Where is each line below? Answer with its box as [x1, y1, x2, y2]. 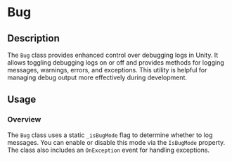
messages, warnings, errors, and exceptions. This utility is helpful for [7, 66, 207, 74]
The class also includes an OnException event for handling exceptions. [7, 146, 210, 154]
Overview [7, 115, 41, 124]
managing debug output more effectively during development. [7, 73, 188, 82]
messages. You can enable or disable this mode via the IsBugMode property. [7, 138, 226, 146]
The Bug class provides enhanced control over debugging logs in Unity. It [7, 51, 219, 59]
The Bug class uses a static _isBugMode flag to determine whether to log [7, 131, 213, 139]
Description [7, 32, 60, 44]
